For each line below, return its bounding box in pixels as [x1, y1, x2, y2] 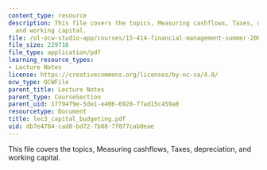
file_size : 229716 [8, 41, 69, 49]
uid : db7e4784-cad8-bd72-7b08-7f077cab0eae [8, 122, 155, 130]
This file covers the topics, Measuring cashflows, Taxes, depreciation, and [8, 144, 252, 153]
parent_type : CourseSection [8, 93, 102, 101]
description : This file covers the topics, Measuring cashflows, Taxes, [8, 19, 254, 27]
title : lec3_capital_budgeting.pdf [8, 115, 126, 123]
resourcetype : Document [8, 108, 87, 116]
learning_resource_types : [8, 56, 94, 64]
